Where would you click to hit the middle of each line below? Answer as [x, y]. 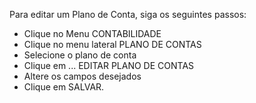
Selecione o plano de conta [80, 55]
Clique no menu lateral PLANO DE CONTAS [112, 44]
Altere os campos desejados [82, 76]
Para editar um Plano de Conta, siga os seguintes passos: [128, 14]
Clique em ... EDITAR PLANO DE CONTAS [109, 65]
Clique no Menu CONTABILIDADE [92, 33]
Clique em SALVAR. [64, 87]
